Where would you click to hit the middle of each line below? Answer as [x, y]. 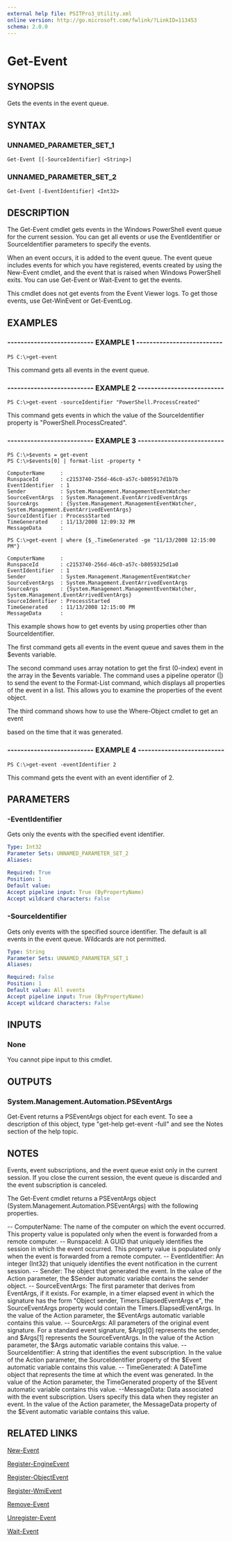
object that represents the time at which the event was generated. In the [110, 1374]
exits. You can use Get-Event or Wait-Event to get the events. [95, 280]
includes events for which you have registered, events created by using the [115, 265]
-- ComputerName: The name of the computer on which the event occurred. [116, 1227]
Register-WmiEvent [35, 1490]
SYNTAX [27, 125]
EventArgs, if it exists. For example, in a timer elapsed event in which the [111, 1293]
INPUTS [24, 1025]
